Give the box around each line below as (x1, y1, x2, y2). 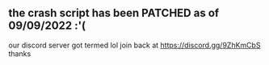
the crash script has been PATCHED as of (8, 6, 220, 20)
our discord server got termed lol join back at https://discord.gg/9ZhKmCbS (8, 40, 261, 50)
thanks (8, 48, 32, 59)
